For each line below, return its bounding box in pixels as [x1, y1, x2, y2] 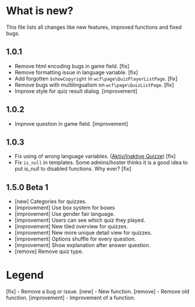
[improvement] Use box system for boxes [14, 204, 115, 211]
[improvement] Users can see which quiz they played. [14, 216, 146, 224]
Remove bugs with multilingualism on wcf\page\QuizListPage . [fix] [14, 81, 174, 88]
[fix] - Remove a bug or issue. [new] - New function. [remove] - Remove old [6, 288, 190, 295]
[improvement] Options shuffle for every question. [14, 235, 136, 242]
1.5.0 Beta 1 [6, 182, 49, 192]
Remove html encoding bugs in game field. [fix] [14, 62, 130, 69]
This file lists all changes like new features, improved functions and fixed [6, 24, 182, 31]
